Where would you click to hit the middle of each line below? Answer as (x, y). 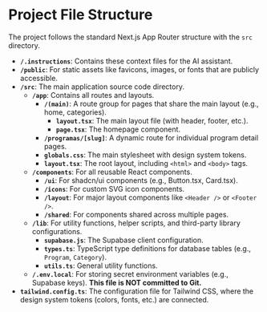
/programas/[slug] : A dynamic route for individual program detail (151, 137)
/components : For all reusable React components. (112, 172)
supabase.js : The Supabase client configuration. (124, 240)
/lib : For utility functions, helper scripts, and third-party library (136, 223)
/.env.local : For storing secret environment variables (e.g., (130, 274)
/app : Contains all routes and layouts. (93, 95)
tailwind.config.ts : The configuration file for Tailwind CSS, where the (137, 291)
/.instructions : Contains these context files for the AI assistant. (126, 61)
